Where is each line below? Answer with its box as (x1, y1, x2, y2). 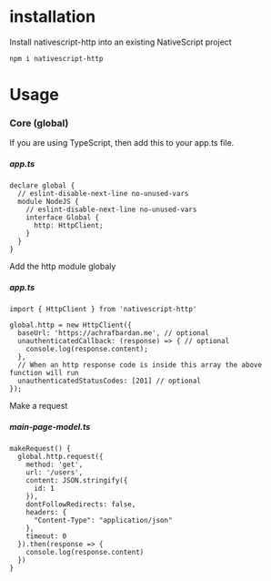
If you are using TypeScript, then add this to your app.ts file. (9, 138, 235, 148)
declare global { (9, 181, 75, 190)
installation (9, 6, 96, 27)
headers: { (25, 508, 67, 517)
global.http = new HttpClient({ (9, 321, 132, 330)
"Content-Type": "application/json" (33, 516, 173, 525)
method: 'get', (25, 460, 84, 470)
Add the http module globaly (9, 261, 116, 272)
